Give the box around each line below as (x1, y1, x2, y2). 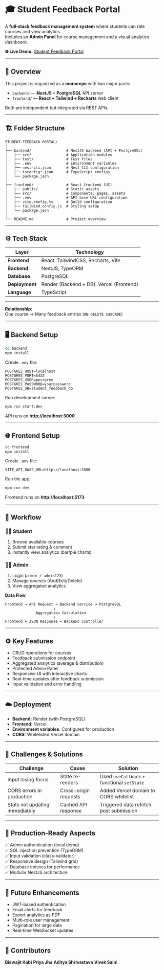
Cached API (60, 801, 87, 808)
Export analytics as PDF (12, 912, 61, 918)
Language (7, 289, 32, 296)
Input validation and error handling (12, 681, 82, 687)
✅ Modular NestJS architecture (5, 869, 68, 876)
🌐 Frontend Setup (5, 431, 60, 440)
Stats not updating (7, 801, 50, 808)
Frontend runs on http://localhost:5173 (5, 495, 84, 500)
